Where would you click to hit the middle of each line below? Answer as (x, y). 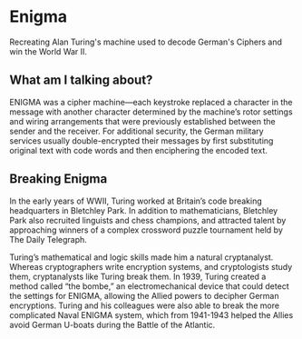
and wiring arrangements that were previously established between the (142, 121)
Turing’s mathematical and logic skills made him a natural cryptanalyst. (141, 257)
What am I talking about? (81, 80)
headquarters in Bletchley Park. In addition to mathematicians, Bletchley (144, 210)
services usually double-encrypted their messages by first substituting (141, 140)
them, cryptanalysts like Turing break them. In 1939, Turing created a (138, 276)
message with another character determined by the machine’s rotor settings (151, 112)
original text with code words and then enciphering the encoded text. (138, 150)
